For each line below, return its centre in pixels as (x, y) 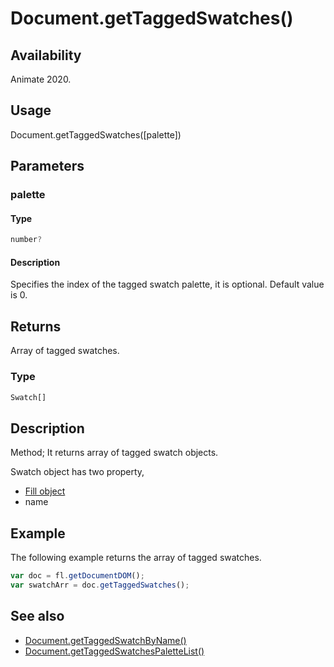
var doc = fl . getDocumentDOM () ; (77, 576)
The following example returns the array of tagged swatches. (136, 558)
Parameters (47, 166)
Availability (46, 55)
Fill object (45, 491)
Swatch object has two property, (77, 472)
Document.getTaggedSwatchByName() (105, 640)
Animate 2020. (41, 79)
